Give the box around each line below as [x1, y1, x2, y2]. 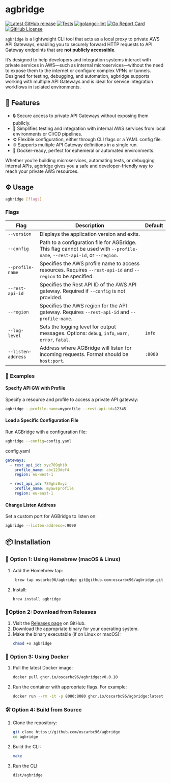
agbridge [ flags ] [5, 196, 42, 202]
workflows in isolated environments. [5, 83, 81, 90]
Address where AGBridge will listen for [39, 344, 132, 351]
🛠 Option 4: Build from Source [5, 706, 82, 713]
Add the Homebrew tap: [12, 567, 63, 573]
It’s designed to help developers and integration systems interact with [5, 56, 151, 62]
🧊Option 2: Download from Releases [5, 609, 97, 616]
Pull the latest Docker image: [12, 664, 73, 670]
